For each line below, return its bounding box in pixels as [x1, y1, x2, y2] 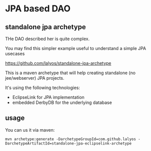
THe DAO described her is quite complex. [5, 36, 90, 42]
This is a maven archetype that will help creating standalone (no [5, 70, 136, 76]
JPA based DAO [5, 3, 71, 14]
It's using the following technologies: [5, 85, 80, 91]
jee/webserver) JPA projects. [5, 75, 64, 81]
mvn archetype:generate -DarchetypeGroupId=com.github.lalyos [5, 137, 136, 142]
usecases [5, 50, 25, 56]
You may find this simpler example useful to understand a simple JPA [5, 46, 146, 51]
